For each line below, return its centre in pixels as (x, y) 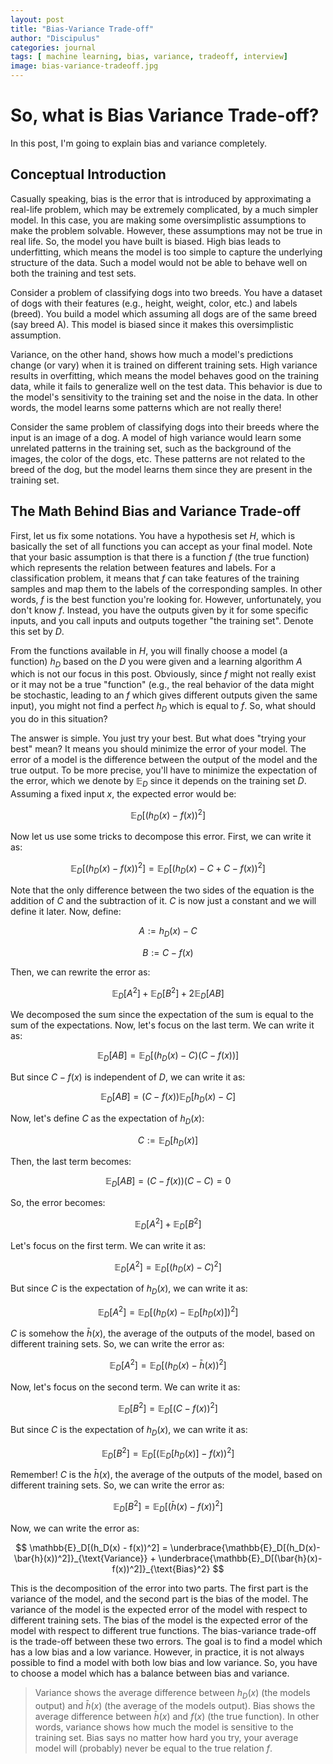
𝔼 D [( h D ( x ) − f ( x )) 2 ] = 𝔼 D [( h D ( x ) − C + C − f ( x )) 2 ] (168, 868)
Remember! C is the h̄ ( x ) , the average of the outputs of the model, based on (166, 1475)
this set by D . (37, 631)
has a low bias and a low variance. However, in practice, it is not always (157, 1652)
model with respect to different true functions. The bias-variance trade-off (163, 1630)
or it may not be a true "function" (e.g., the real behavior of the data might (162, 685)
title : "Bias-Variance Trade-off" (82, 29)
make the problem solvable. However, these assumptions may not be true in (166, 230)
